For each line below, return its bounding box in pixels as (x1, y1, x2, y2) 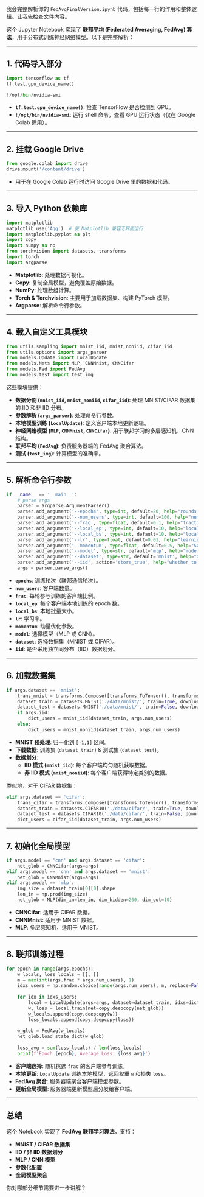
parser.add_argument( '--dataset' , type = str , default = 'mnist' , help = (17, 553, 194, 560)
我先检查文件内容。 (22, 13, 70, 20)
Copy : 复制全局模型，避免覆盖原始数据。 (15, 279, 117, 286)
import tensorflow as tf (6, 75, 69, 81)
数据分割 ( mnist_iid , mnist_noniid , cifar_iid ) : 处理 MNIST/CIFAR (15, 396, 178, 404)
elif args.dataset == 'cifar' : (6, 794, 86, 800)
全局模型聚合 (15, 1171, 47, 1178)
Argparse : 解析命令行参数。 (15, 301, 86, 309)
